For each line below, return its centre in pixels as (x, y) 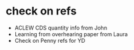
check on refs (41, 11)
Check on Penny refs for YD (50, 40)
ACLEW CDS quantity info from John (61, 28)
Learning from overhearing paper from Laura (71, 34)
